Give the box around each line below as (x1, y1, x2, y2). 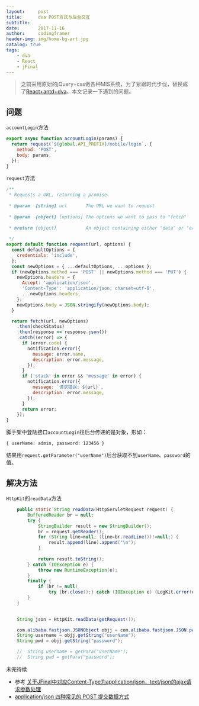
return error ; (21, 406, 57, 412)
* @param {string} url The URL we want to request (8, 203, 155, 209)
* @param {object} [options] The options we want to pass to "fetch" (8, 214, 187, 220)
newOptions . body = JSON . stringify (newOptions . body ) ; (17, 302, 150, 308)
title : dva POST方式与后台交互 (6, 14, 91, 20)
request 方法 (6, 175, 36, 182)
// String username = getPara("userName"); (17, 649, 129, 655)
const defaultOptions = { (11, 247, 76, 253)
